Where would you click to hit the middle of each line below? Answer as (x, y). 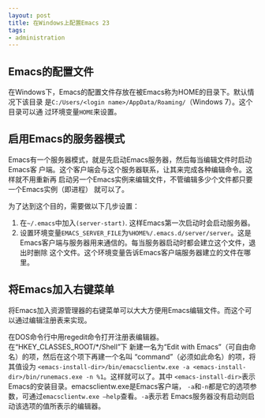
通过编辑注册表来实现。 (53, 320)
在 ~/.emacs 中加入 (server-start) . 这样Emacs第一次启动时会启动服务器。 (137, 223)
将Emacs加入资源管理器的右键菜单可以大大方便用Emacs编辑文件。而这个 (127, 310)
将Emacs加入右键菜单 (62, 290)
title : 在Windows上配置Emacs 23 (59, 23)
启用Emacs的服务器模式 (67, 139)
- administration (37, 38)
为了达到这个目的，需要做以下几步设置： (74, 205)
